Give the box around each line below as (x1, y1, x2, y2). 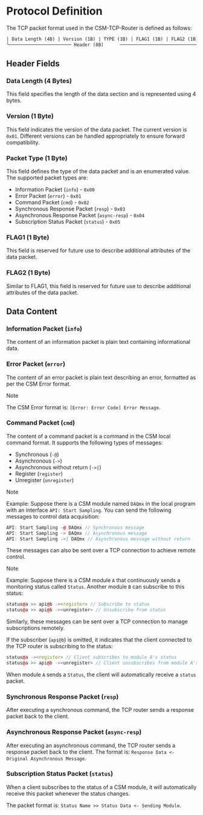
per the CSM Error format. (6, 380, 71, 387)
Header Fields (6, 59, 60, 69)
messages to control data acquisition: (6, 512, 100, 520)
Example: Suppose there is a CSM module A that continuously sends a (6, 577, 181, 584)
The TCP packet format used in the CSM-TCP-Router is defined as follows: (6, 24, 192, 32)
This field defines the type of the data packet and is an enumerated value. (6, 167, 190, 175)
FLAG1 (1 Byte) (6, 233, 50, 241)
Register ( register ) (14, 470, 63, 477)
